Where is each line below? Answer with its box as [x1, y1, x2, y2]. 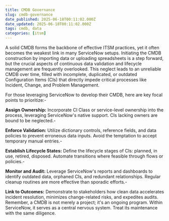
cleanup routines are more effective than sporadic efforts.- [5, 179, 128, 185]
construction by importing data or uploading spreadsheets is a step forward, [5, 55, 164, 61]
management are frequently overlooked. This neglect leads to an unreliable [5, 66, 161, 72]
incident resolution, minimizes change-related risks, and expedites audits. [5, 194, 158, 200]
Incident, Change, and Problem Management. [5, 82, 100, 88]
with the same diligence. [5, 210, 57, 216]
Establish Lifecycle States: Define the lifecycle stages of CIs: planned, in [5, 148, 157, 154]
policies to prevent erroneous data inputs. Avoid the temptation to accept [5, 133, 157, 138]
